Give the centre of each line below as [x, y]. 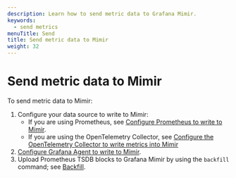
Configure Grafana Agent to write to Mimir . [79, 151]
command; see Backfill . [51, 167]
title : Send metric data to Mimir [58, 40]
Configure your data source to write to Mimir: [83, 114]
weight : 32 [23, 46]
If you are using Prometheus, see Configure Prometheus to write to [125, 122]
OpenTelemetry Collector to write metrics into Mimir [103, 144]
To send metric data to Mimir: [50, 101]
